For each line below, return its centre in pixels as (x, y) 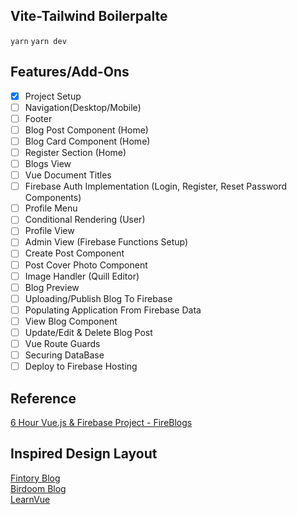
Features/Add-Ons (70, 72)
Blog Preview (52, 287)
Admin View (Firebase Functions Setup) (106, 242)
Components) (53, 198)
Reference (43, 398)
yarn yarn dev (38, 41)
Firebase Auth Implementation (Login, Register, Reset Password (156, 186)
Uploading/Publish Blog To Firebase (98, 298)
